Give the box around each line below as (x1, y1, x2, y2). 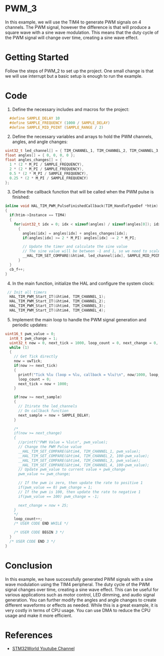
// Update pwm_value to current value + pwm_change (18, 467, 125, 472)
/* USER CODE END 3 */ (9, 539, 56, 544)
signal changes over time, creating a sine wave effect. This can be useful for (5, 587, 159, 593)
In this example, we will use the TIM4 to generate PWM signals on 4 (5, 19, 142, 25)
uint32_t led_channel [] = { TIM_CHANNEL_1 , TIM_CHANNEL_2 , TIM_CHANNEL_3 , (5, 148, 161, 153)
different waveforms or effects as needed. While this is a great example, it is (5, 602, 158, 608)
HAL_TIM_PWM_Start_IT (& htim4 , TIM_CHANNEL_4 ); (9, 308, 106, 313)
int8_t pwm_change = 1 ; (9, 336, 58, 341)
